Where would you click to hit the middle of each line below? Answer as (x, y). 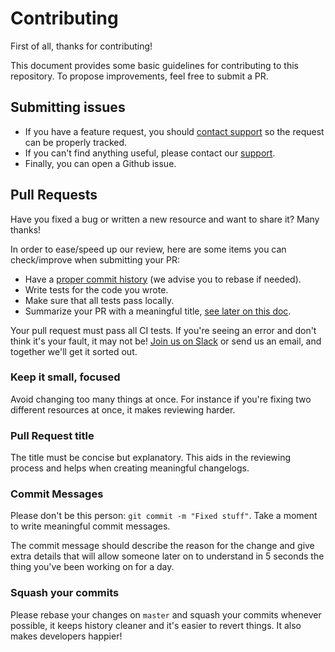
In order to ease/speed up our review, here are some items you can (148, 249)
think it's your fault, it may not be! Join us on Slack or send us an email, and (166, 341)
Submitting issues (68, 107)
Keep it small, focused (65, 377)
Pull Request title (52, 435)
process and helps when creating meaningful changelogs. (130, 468)
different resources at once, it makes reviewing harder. (123, 409)
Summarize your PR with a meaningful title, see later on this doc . (158, 311)
